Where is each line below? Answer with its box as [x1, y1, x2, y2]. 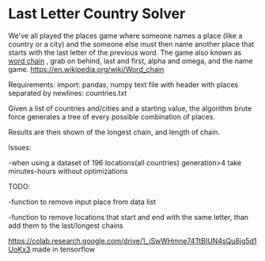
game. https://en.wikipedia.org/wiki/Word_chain [8, 64, 165, 74]
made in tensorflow [32, 244, 96, 254]
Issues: [8, 142, 32, 152]
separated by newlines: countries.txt [8, 88, 127, 97]
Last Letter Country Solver [8, 5, 186, 23]
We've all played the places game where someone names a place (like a [8, 31, 243, 40]
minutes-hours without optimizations [8, 166, 128, 176]
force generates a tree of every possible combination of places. [8, 112, 216, 121]
